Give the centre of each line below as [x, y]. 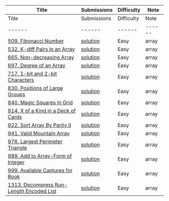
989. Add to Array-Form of [40, 156]
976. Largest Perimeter [35, 141]
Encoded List [41, 191]
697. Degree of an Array [36, 66]
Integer [16, 162]
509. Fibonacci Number [36, 41]
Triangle [17, 148]
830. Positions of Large [35, 88]
